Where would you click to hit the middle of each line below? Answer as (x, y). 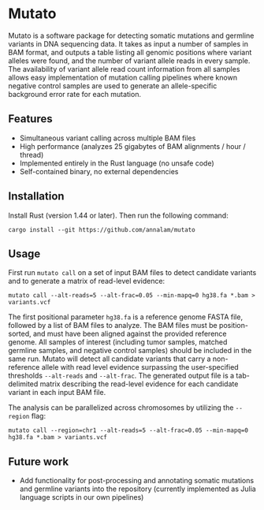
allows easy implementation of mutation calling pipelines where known (123, 77)
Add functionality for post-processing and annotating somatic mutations (137, 481)
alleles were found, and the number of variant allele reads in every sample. (129, 61)
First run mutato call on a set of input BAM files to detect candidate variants (132, 273)
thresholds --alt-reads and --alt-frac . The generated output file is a (121, 376)
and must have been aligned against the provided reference (130, 334)
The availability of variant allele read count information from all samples (124, 69)
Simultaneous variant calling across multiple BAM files (108, 138)
